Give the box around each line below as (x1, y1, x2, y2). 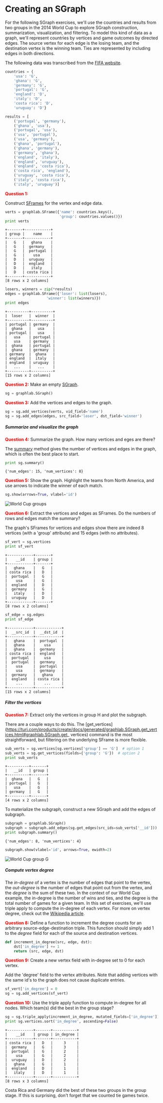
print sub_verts (5, 755, 38, 760)
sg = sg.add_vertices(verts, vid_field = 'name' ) (5, 409, 103, 414)
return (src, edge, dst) (14, 948, 64, 953)
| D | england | (5, 261, 53, 266)
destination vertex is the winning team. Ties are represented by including (5, 45, 151, 51)
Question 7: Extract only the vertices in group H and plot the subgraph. (5, 712, 147, 718)
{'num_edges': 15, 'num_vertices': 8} (5, 469, 83, 474)
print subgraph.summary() (5, 830, 57, 835)
